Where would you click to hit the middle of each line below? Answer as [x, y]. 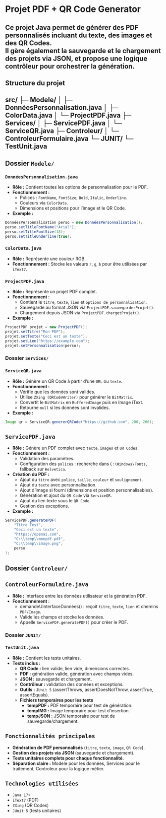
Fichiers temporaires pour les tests [56, 700]
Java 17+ [21, 795]
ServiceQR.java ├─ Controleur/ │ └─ [62, 131]
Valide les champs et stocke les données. [62, 617]
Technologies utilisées [42, 784]
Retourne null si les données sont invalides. [65, 408]
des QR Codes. [28, 43]
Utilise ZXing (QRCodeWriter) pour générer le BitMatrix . [77, 397]
